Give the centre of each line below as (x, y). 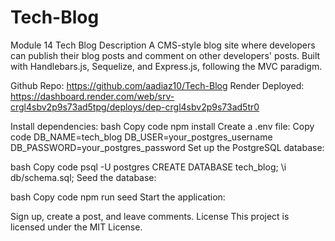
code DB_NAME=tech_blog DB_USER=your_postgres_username (141, 137)
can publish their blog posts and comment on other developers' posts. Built (165, 55)
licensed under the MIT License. (76, 227)
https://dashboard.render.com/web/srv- (92, 96)
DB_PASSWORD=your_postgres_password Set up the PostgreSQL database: (167, 147)
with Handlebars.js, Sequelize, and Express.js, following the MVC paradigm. (166, 66)
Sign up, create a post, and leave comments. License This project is (150, 216)
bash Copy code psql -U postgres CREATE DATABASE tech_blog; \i (148, 167)
